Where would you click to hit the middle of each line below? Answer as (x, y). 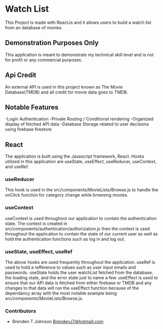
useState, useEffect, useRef (39, 252)
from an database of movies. (34, 27)
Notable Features (32, 107)
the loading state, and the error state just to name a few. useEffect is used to (81, 278)
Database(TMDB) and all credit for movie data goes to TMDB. (66, 92)
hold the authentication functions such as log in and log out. (65, 239)
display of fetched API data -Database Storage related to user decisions (77, 124)
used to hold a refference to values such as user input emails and (71, 267)
